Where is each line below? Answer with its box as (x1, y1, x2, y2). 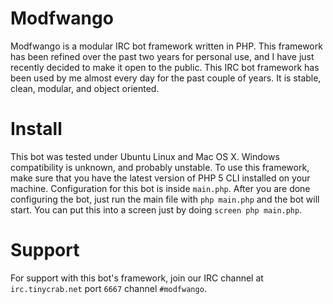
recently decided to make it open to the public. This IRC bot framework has (10, 61, 320, 73)
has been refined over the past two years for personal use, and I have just (10, 50, 315, 62)
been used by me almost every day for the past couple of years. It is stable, (10, 72, 322, 84)
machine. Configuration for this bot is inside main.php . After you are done (10, 182, 311, 194)
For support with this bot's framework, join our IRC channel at (10, 272, 264, 284)
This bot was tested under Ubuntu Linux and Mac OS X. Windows (10, 150, 280, 162)
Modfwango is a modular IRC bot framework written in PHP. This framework (10, 40, 323, 52)
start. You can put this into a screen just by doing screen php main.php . (10, 203, 303, 216)
